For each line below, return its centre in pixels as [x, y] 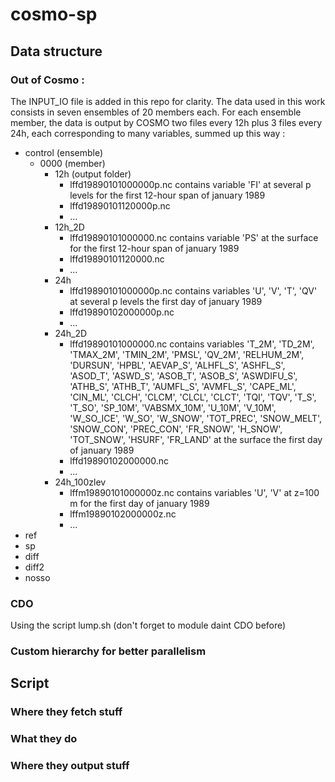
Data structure [56, 51]
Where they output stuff [70, 766]
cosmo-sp [54, 14]
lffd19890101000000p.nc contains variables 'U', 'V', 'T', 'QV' [193, 290]
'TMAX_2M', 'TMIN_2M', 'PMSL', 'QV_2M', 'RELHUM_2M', [187, 354]
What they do [44, 739]
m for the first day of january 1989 [139, 503]
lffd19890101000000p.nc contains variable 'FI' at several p [190, 184]
